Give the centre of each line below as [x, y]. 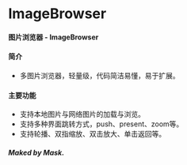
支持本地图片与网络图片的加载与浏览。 [82, 114]
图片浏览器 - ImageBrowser [53, 37]
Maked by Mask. [36, 152]
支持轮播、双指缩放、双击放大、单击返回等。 [93, 134]
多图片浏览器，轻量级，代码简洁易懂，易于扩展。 [99, 75]
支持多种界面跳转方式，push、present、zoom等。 [101, 124]
